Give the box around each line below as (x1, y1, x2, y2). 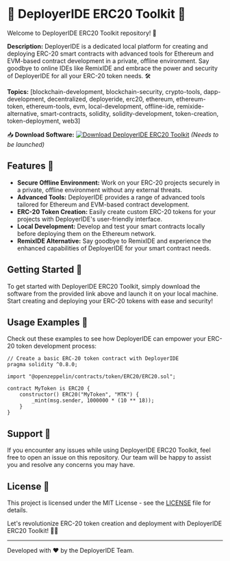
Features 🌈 (7, 160, 54, 172)
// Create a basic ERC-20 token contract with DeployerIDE (7, 355, 179, 362)
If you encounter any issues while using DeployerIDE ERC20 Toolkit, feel (7, 446, 211, 455)
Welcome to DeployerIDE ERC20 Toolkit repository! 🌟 (7, 29, 157, 37)
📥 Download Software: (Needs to (7, 130, 219, 139)
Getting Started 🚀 (7, 264, 83, 276)
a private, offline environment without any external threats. (16, 185, 183, 194)
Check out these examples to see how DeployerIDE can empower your (7, 335, 207, 343)
